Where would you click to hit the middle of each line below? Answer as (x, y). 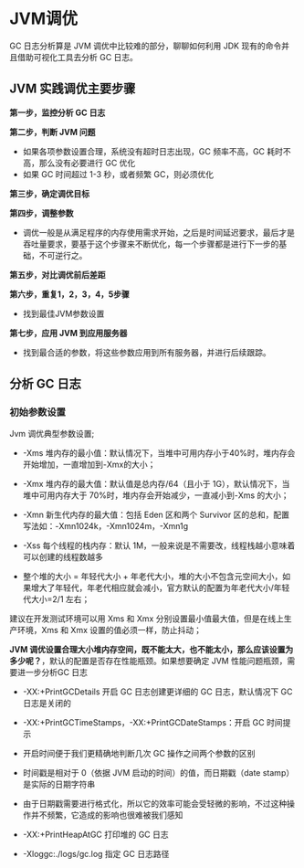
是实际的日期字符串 (59, 784)
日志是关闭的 (47, 704)
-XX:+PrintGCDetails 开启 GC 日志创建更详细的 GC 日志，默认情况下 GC (158, 692)
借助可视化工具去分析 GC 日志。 (78, 57)
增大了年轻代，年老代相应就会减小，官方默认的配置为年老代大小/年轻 (160, 588)
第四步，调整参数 (42, 213)
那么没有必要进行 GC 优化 (87, 163)
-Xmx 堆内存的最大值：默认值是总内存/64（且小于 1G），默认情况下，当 (156, 484)
